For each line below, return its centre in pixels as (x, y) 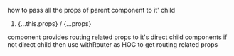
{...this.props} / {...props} (54, 23)
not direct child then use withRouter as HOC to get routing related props (113, 44)
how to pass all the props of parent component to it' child (91, 10)
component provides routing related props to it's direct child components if (117, 37)
